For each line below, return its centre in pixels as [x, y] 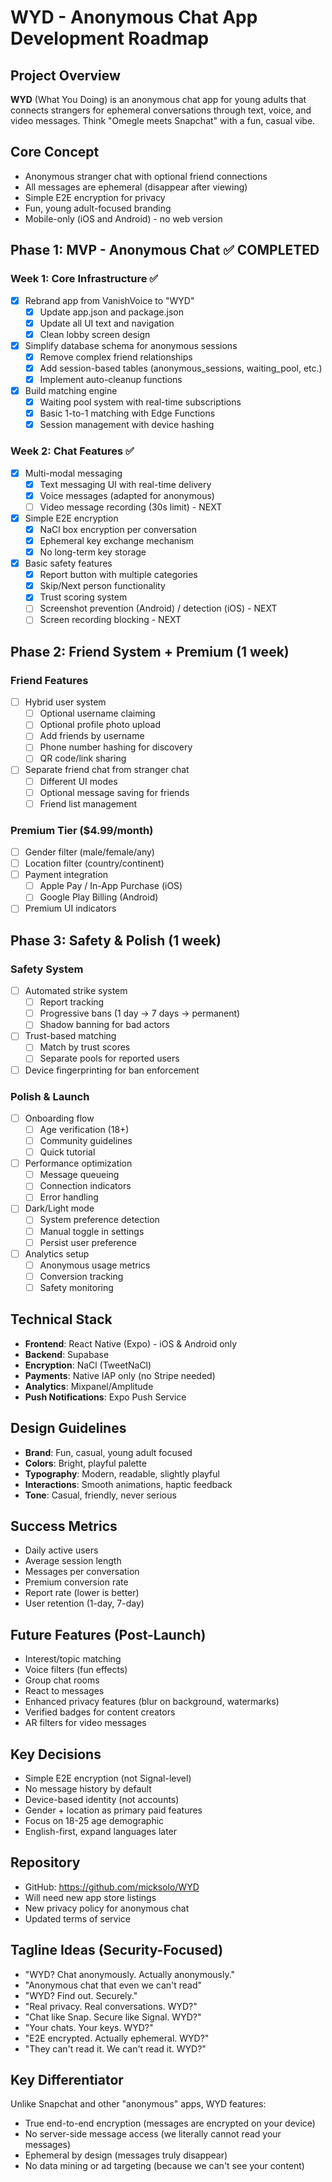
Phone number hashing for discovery [116, 747]
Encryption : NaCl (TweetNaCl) [88, 1365]
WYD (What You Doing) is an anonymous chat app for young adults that [158, 99]
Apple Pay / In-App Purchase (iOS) [111, 886]
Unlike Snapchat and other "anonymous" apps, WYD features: [138, 2104]
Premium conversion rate [76, 1582]
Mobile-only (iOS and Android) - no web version [123, 218]
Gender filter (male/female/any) [89, 852]
